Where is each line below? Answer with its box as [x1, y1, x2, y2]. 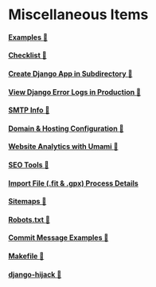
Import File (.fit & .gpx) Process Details [8, 178, 139, 188]
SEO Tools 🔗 [8, 159, 49, 169]
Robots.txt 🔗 [8, 214, 50, 224]
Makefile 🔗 [8, 251, 45, 261]
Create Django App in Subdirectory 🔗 [8, 69, 133, 78]
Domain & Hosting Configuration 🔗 [8, 124, 124, 133]
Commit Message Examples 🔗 [8, 233, 109, 242]
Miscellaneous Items [8, 6, 149, 24]
